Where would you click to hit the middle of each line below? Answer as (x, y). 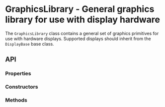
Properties (18, 74)
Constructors (22, 87)
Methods (16, 100)
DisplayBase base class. (30, 44)
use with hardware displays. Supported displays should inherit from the (78, 39)
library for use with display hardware (83, 20)
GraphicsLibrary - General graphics (80, 9)
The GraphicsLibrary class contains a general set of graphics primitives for (82, 33)
